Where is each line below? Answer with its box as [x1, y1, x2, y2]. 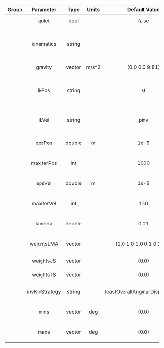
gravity [36, 64, 52, 70]
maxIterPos [31, 160, 57, 166]
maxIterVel [31, 200, 57, 206]
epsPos [35, 140, 53, 146]
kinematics [31, 41, 57, 47]
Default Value [127, 6, 160, 13]
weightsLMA [29, 240, 59, 247]
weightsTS [32, 271, 56, 278]
